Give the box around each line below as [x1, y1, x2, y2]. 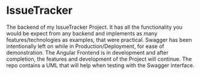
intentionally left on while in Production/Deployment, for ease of [6, 43, 164, 50]
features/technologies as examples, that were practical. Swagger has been [6, 36, 192, 43]
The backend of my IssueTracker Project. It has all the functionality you [6, 23, 183, 31]
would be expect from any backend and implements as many [6, 29, 158, 37]
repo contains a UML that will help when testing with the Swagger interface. [6, 61, 195, 69]
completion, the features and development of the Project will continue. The [6, 55, 192, 62]
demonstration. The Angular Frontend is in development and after [6, 49, 169, 56]
